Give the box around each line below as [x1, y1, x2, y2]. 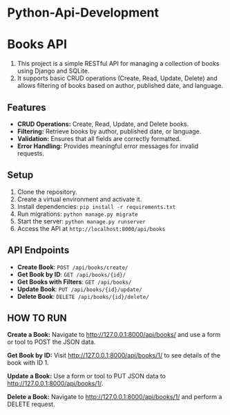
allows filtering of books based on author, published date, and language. [17, 82, 223, 90]
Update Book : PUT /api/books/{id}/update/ [17, 285, 143, 293]
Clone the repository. [17, 187, 77, 196]
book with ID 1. [7, 358, 50, 367]
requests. [17, 149, 45, 157]
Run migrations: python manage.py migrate [17, 210, 138, 218]
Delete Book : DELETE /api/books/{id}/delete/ [17, 292, 150, 300]
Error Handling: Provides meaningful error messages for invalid [17, 142, 199, 150]
